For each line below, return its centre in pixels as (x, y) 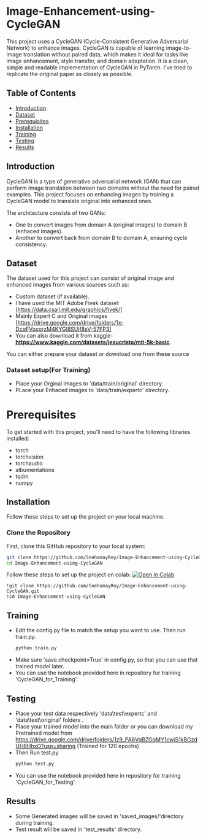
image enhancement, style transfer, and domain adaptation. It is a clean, (97, 61)
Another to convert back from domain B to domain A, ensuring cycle (101, 238)
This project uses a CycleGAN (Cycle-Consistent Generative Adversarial (97, 41)
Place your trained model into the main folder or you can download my (104, 726)
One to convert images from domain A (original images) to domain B (101, 225)
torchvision (29, 457)
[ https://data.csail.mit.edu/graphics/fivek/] (69, 310)
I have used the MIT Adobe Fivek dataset (67, 303)
